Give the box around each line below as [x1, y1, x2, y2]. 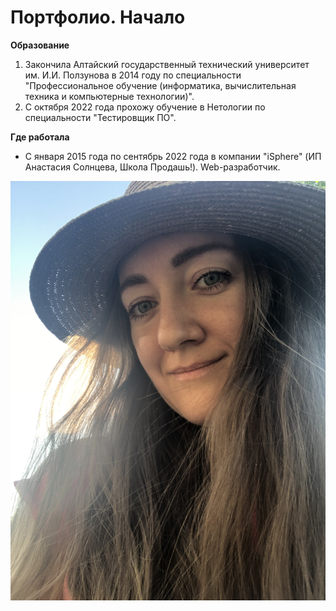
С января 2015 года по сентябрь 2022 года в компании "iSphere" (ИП [24, 150, 322, 162]
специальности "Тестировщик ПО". [24, 111, 177, 123]
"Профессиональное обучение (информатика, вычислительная [24, 79, 297, 91]
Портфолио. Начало [10, 6, 186, 29]
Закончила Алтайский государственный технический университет [24, 58, 310, 70]
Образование [10, 39, 70, 51]
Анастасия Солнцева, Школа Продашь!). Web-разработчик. [24, 161, 281, 173]
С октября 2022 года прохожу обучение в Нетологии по [24, 101, 266, 113]
